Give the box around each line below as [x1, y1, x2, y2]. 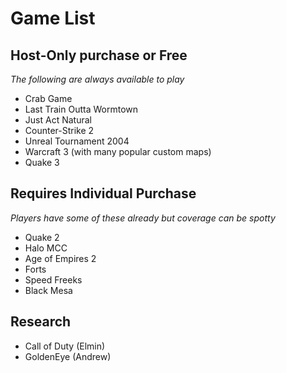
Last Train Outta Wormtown [24, 103, 139, 115]
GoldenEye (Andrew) [24, 350, 112, 362]
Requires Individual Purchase [10, 185, 197, 202]
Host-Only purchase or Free [10, 47, 188, 64]
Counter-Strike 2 [24, 125, 95, 136]
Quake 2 [24, 231, 60, 243]
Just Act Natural [24, 114, 92, 126]
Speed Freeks [24, 273, 83, 286]
